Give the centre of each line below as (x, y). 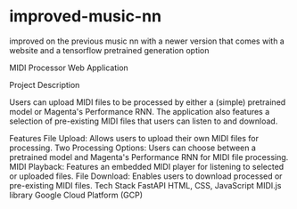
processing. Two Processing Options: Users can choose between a (133, 148)
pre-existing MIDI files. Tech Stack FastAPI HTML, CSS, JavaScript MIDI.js (145, 185)
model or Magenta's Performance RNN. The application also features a (140, 111)
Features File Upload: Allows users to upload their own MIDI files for (134, 138)
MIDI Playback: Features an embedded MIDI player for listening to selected (147, 166)
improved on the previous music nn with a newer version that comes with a (147, 41)
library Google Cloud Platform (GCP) (76, 195)
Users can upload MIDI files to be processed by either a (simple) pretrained (148, 102)
